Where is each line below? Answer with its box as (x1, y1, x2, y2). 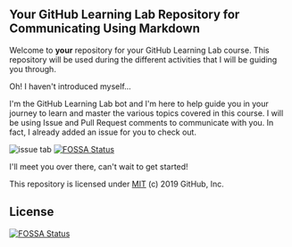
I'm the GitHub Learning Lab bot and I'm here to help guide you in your (9, 98, 270, 109)
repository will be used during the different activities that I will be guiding (9, 54, 278, 65)
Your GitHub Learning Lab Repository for (9, 7, 240, 22)
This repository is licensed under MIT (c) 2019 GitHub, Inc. (9, 178, 225, 189)
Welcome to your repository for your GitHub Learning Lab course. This (9, 45, 270, 55)
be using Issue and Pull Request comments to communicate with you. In (9, 117, 274, 128)
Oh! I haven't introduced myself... (9, 80, 131, 92)
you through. (9, 63, 56, 74)
